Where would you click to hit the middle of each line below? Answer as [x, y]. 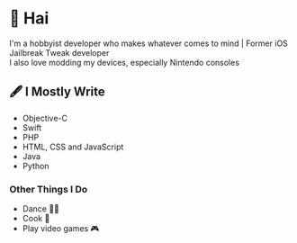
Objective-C [45, 118]
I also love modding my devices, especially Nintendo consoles [125, 62]
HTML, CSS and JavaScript [73, 147]
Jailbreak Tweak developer [59, 52]
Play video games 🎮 [61, 229]
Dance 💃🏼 [41, 209]
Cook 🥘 [36, 219]
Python [36, 166]
